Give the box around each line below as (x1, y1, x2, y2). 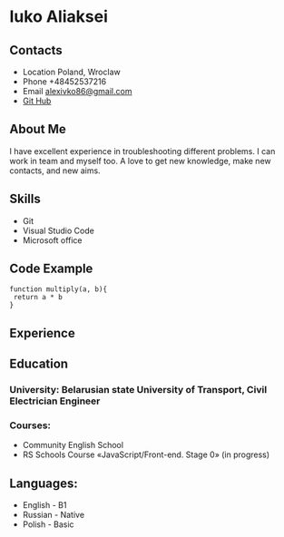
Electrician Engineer (9, 395, 101, 407)
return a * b (13, 293, 64, 302)
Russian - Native (22, 510, 84, 521)
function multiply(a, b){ (9, 285, 107, 294)
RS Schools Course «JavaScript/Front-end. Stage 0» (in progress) (22, 449, 270, 460)
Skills (9, 191, 41, 207)
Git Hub (22, 95, 52, 106)
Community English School (22, 440, 124, 451)
